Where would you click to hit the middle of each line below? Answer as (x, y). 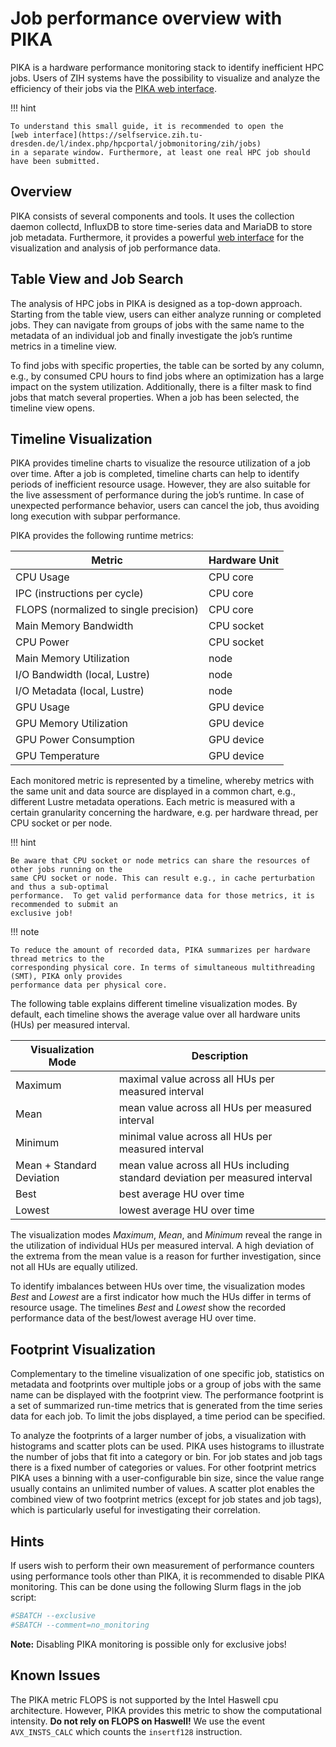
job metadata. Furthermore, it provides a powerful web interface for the (157, 237)
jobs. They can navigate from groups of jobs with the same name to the (157, 324)
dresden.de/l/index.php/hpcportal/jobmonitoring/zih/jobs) (136, 143)
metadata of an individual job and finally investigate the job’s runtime (151, 335)
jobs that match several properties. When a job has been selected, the (155, 397)
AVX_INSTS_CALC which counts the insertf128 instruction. (126, 1731)
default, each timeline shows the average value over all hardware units (155, 1014)
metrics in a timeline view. (63, 346)
